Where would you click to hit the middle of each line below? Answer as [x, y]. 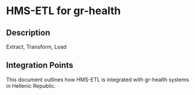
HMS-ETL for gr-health [64, 11]
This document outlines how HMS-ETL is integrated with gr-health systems [97, 79]
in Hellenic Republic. [31, 86]
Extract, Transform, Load [36, 47]
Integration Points [40, 65]
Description [28, 33]
